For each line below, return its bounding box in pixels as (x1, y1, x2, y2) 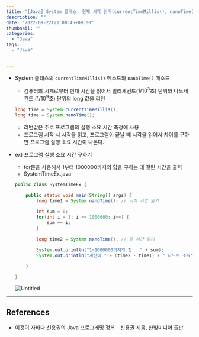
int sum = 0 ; (36, 209, 69, 215)
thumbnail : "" (6, 25, 41, 31)
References (6, 307, 50, 317)
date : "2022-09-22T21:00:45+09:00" (6, 20, 94, 25)
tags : (6, 42, 20, 48)
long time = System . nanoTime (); (14, 112, 95, 118)
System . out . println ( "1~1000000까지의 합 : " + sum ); (36, 247, 164, 253)
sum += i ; (46, 220, 71, 226)
